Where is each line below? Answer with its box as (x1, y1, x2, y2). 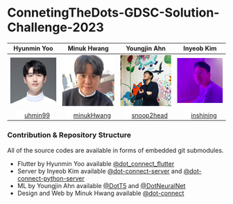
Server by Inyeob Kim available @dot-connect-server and (17, 167, 182, 175)
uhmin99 (24, 111, 51, 119)
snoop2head (131, 111, 169, 119)
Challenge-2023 (7, 19, 104, 35)
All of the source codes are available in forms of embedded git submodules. (7, 146, 224, 154)
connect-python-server (17, 174, 85, 183)
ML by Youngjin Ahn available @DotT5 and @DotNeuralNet (17, 181, 186, 189)
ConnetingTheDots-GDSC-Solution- (7, 5, 220, 21)
